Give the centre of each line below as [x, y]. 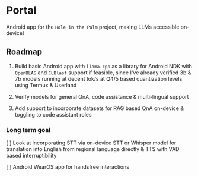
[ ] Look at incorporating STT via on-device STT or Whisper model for [91, 143]
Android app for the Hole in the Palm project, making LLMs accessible [93, 27]
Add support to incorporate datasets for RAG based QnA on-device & [99, 108]
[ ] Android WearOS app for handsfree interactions [68, 167]
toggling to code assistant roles [53, 114]
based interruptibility [31, 156]
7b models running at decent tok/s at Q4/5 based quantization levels [98, 78]
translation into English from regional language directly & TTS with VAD [93, 149]
